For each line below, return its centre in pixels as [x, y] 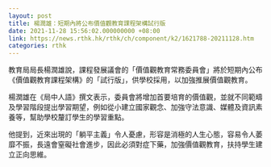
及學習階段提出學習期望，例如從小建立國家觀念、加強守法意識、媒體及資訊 [132, 107]
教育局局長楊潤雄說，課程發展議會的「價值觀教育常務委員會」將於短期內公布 [135, 70]
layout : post [30, 16]
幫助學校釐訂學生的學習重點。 [79, 117]
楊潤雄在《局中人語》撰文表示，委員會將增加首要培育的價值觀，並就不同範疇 [135, 97]
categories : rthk [38, 46]
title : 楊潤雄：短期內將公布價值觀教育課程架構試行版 [87, 23]
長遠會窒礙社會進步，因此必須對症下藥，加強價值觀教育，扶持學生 [146, 144]
